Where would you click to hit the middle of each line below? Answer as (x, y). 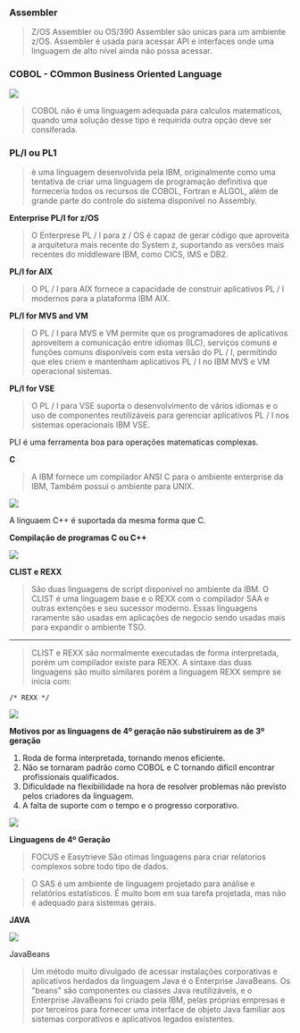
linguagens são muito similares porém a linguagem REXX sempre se (156, 672)
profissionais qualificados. (71, 776)
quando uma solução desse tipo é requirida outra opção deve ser (151, 120)
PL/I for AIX (31, 271)
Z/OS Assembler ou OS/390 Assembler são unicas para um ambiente (158, 32)
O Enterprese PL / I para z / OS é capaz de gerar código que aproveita (160, 235)
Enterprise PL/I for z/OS (54, 217)
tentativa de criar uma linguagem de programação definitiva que (149, 182)
